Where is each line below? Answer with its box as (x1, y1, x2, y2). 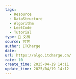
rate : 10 (5, 57, 23, 62)
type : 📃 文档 (5, 35, 30, 40)
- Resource (9, 12, 32, 17)
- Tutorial (9, 30, 32, 35)
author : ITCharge (5, 44, 41, 49)
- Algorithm (9, 21, 34, 26)
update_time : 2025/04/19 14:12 (5, 67, 69, 72)
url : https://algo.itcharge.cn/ (5, 53, 71, 58)
